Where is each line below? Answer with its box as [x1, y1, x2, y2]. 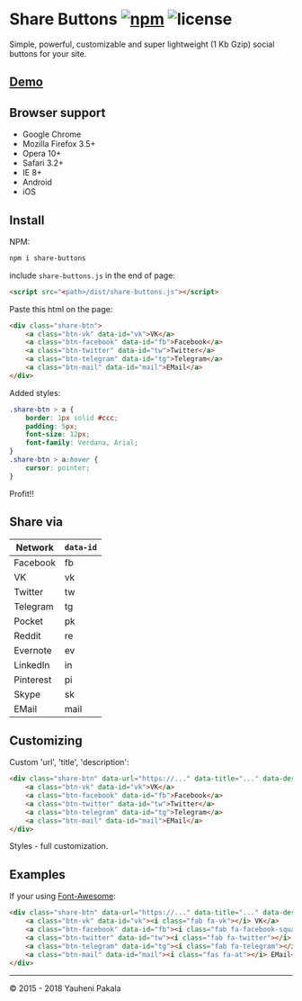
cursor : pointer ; [25, 464, 91, 473]
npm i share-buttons [9, 253, 87, 263]
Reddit [13, 629, 42, 642]
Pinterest [13, 673, 52, 686]
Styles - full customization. [9, 841, 109, 852]
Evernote [13, 644, 52, 656]
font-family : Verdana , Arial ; [25, 438, 139, 447]
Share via [9, 514, 64, 530]
